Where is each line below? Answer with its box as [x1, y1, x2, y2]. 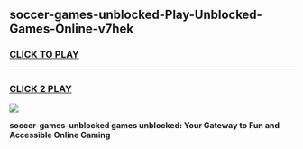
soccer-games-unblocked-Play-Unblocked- [9, 7, 263, 23]
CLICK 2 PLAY [9, 82, 72, 95]
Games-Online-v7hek [9, 22, 133, 37]
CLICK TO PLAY [9, 49, 79, 61]
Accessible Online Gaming [9, 129, 111, 140]
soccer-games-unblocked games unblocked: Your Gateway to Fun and [9, 119, 280, 130]
